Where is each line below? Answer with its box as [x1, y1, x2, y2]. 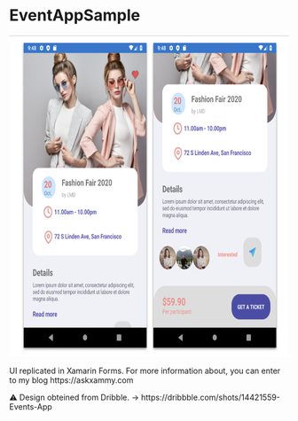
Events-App [9, 401, 53, 412]
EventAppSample [9, 5, 140, 26]
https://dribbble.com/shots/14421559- [140, 392, 281, 402]
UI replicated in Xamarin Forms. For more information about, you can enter [9, 365, 281, 376]
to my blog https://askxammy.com [9, 374, 134, 386]
